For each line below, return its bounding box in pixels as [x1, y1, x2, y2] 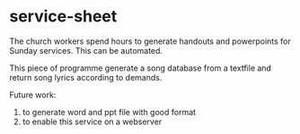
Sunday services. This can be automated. [9, 45, 163, 55]
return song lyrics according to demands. [9, 71, 163, 82]
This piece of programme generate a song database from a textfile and [9, 63, 272, 73]
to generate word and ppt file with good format [22, 106, 196, 117]
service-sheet [9, 6, 118, 27]
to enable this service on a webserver [22, 116, 163, 127]
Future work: [9, 89, 57, 100]
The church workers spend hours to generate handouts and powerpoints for [9, 36, 291, 46]
